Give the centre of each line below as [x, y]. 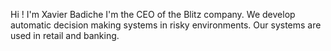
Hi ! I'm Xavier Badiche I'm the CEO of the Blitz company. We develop [153, 14]
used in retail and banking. [65, 35]
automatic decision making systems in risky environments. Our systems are [166, 25]
